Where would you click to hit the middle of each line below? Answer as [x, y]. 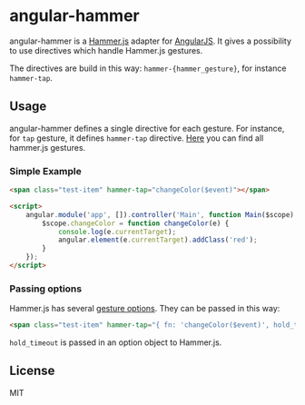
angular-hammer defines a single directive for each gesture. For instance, [147, 128]
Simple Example [45, 171]
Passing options [46, 289]
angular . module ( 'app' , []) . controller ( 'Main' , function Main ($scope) [160, 214]
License [32, 371]
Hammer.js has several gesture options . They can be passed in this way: [145, 309]
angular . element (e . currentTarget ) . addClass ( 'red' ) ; [157, 240]
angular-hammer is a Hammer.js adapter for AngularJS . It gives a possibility [151, 41]
